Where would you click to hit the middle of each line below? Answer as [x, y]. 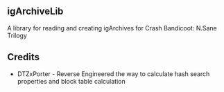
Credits [24, 57]
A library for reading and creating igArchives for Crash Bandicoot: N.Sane [112, 28]
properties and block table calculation [71, 81]
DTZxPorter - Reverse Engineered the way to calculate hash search [113, 74]
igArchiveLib [35, 11]
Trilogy [17, 35]
